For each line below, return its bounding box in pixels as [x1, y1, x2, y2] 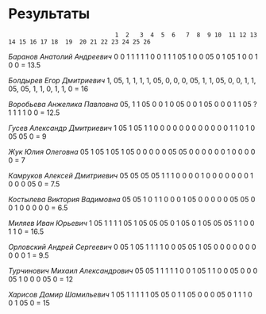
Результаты [8, 5, 91, 23]
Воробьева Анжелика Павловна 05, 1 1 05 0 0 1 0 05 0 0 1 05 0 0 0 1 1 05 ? [8, 99, 257, 109]
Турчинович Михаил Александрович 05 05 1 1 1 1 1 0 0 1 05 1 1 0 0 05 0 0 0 [8, 266, 258, 275]
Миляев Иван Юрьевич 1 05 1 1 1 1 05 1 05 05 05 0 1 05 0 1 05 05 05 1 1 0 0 [8, 218, 255, 228]
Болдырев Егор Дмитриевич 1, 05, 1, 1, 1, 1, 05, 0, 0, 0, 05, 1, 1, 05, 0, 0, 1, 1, [8, 75, 256, 85]
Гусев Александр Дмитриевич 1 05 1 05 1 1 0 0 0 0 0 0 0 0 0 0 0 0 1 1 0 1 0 [8, 123, 256, 132]
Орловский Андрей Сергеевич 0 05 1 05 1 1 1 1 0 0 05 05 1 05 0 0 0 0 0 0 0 [8, 242, 256, 251]
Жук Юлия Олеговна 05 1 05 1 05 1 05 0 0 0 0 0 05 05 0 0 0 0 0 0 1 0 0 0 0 [8, 147, 256, 156]
